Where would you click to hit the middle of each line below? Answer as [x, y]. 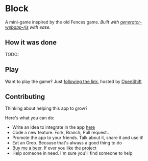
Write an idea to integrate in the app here [54, 127]
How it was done [31, 43]
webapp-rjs [17, 27]
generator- [131, 22]
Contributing [25, 96]
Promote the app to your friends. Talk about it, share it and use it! [78, 138]
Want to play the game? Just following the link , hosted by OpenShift [74, 81]
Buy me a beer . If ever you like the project [54, 148]
